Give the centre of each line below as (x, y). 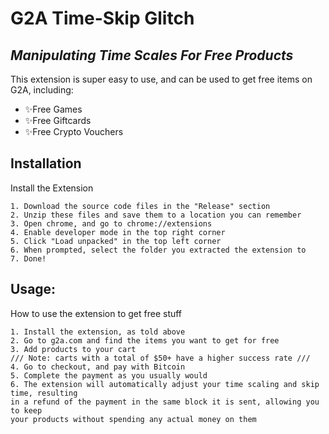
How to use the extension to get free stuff (96, 313)
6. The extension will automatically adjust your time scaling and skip (165, 384)
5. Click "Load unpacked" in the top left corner (116, 241)
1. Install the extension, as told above (98, 332)
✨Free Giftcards (58, 120)
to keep (26, 410)
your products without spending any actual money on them (133, 419)
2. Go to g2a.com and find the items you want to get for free (145, 340)
